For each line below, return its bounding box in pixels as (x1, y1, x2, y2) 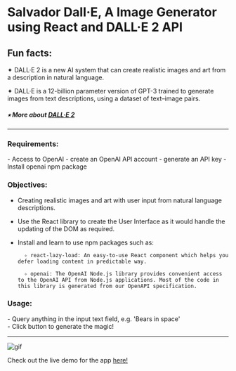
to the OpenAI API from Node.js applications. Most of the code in (17, 276, 219, 283)
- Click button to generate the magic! (7, 322, 114, 330)
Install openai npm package (7, 162, 88, 171)
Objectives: (7, 180, 48, 190)
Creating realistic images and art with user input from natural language (17, 196, 223, 204)
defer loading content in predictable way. (17, 258, 147, 265)
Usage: (7, 299, 33, 308)
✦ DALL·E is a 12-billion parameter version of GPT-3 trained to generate (7, 87, 214, 95)
